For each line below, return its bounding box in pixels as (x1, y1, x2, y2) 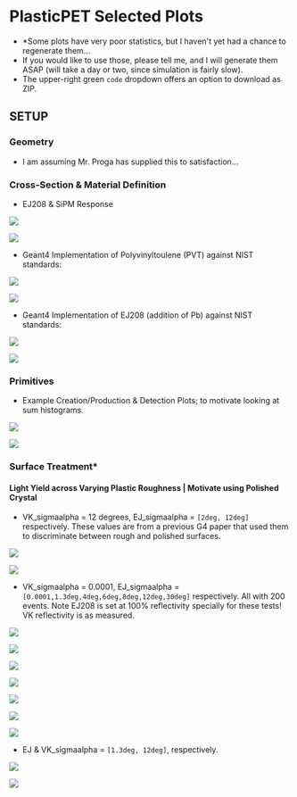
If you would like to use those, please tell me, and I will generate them (21, 54, 278, 65)
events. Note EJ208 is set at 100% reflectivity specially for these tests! (21, 601, 283, 611)
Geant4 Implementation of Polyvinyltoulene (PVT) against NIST (21, 249, 254, 260)
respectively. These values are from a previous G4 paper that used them (21, 521, 289, 532)
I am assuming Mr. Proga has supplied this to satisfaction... (21, 156, 239, 167)
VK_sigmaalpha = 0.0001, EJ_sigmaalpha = (21, 582, 180, 593)
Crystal (9, 492, 37, 502)
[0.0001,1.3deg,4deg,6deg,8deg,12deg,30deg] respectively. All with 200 (21, 591, 285, 602)
